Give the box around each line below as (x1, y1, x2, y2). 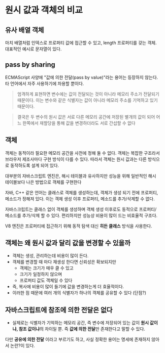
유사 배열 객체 (5, 26, 44, 34)
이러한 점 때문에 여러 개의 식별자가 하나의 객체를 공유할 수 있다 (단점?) (12, 290, 146, 296)
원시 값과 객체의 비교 (5, 4, 83, 16)
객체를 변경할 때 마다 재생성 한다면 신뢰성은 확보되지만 (12, 259, 117, 265)
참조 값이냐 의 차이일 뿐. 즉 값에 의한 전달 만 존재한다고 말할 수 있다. (19, 326, 145, 332)
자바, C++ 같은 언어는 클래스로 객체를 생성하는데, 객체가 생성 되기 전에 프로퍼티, (5, 189, 159, 195)
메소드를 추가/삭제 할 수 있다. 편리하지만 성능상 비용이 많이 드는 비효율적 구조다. (5, 212, 158, 218)
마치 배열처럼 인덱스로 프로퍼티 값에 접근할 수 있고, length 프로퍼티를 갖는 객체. (5, 40, 157, 45)
